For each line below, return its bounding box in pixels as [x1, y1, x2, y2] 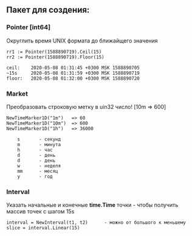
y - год [17, 173, 53, 179]
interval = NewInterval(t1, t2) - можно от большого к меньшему [6, 220, 187, 226]
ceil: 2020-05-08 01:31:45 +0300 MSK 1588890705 [6, 64, 140, 71]
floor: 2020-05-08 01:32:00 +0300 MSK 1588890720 [6, 75, 140, 82]
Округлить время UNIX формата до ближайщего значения [6, 36, 158, 44]
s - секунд [17, 136, 61, 142]
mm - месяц [17, 168, 59, 174]
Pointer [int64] [6, 23, 50, 32]
